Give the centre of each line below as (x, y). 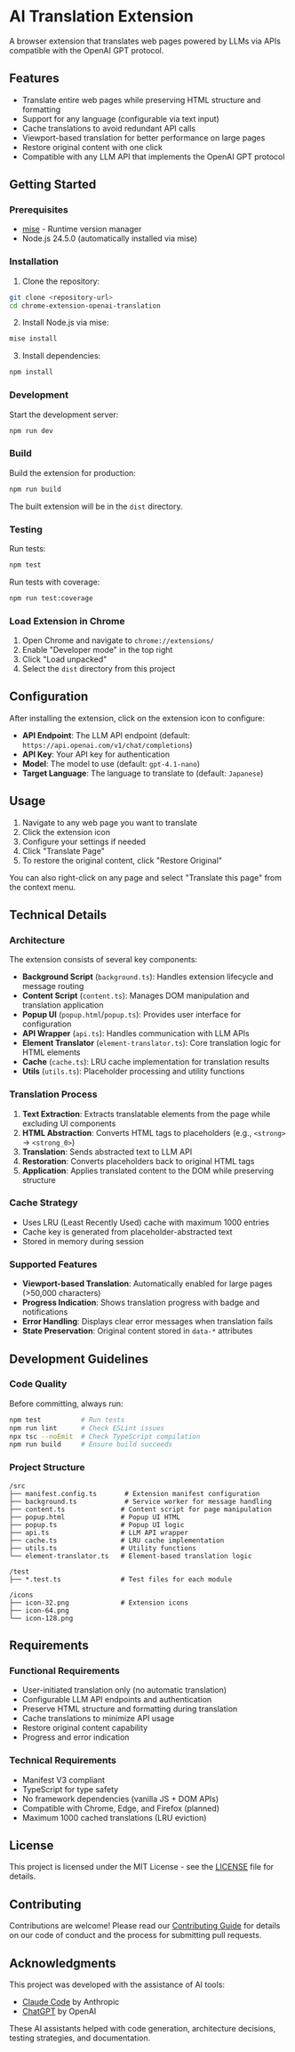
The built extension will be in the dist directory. (96, 506)
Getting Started (53, 185)
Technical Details (58, 915)
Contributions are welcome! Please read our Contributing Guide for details (145, 1926)
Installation (34, 262)
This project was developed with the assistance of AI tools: (117, 1984)
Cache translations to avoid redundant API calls (109, 128)
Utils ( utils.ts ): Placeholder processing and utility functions (133, 1071)
